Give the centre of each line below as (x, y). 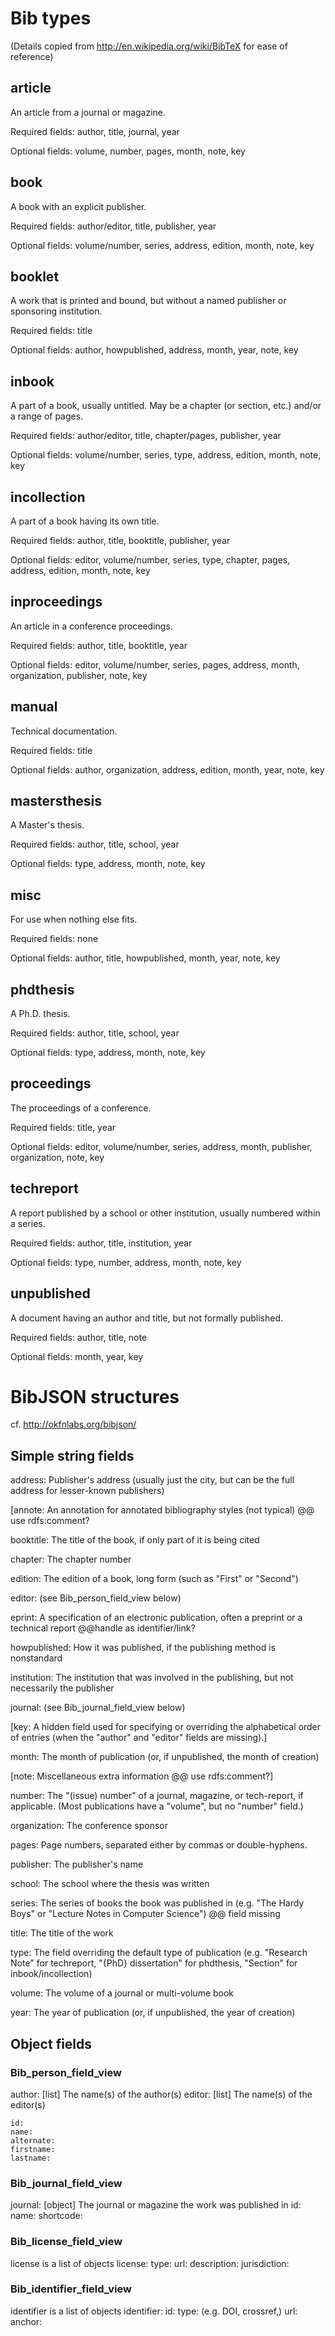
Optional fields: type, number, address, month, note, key (126, 1262)
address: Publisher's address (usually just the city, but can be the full (152, 1480)
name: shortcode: (46, 2216)
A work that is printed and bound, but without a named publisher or (148, 301)
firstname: (33, 2149)
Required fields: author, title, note (79, 1337)
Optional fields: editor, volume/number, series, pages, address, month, (155, 664)
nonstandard (36, 1658)
